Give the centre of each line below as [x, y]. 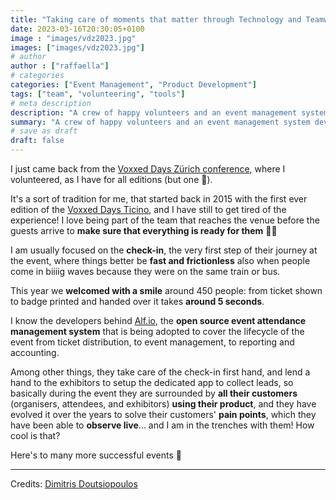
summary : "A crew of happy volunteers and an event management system [160, 122]
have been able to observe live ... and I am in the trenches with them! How [162, 425]
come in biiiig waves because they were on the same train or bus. [145, 271]
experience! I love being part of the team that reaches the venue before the [165, 220]
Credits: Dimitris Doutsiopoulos [74, 484]
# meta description [51, 103]
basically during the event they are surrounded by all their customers [154, 393]
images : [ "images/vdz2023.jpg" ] [77, 47]
